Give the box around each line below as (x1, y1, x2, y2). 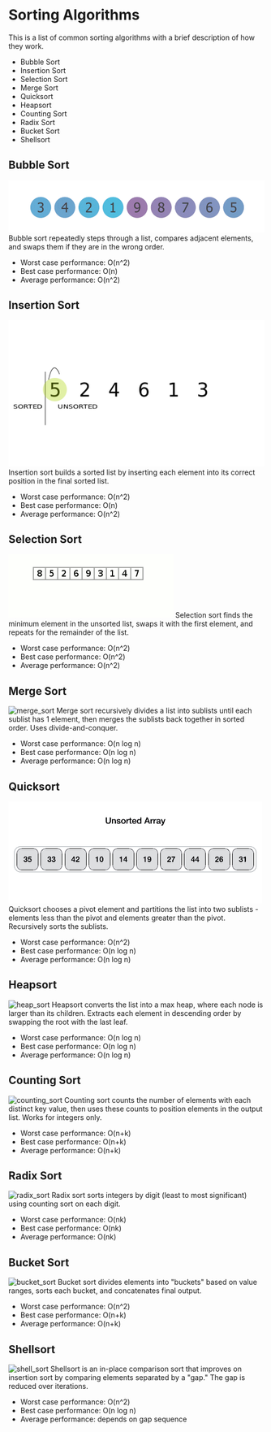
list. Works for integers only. (8, 1112, 103, 1122)
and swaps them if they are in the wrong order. (8, 241, 165, 251)
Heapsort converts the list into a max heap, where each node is (51, 1000, 264, 1009)
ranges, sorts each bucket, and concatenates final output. (8, 1286, 202, 1295)
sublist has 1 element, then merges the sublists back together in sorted (8, 714, 245, 724)
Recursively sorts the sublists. (8, 921, 109, 931)
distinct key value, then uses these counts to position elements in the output (8, 1104, 263, 1113)
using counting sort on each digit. (8, 1199, 121, 1209)
